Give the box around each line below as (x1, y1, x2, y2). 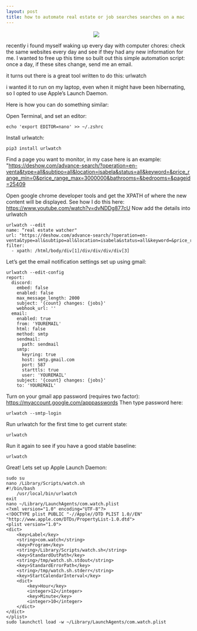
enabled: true (16, 315, 51, 322)
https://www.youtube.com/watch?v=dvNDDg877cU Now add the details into (6, 204, 191, 211)
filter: (6, 242, 25, 248)
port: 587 (21, 362, 46, 367)
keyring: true (21, 352, 57, 357)
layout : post (6, 8, 38, 15)
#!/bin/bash (6, 485, 35, 491)
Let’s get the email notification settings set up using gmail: (6, 258, 147, 265)
